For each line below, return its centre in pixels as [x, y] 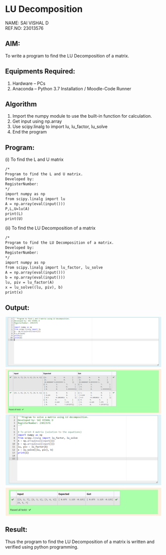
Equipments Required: [40, 71]
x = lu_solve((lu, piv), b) [34, 287]
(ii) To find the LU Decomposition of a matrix [50, 228]
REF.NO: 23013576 [24, 28]
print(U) [14, 219]
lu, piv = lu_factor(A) [30, 282]
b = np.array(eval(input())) [35, 277]
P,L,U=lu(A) [17, 209]
